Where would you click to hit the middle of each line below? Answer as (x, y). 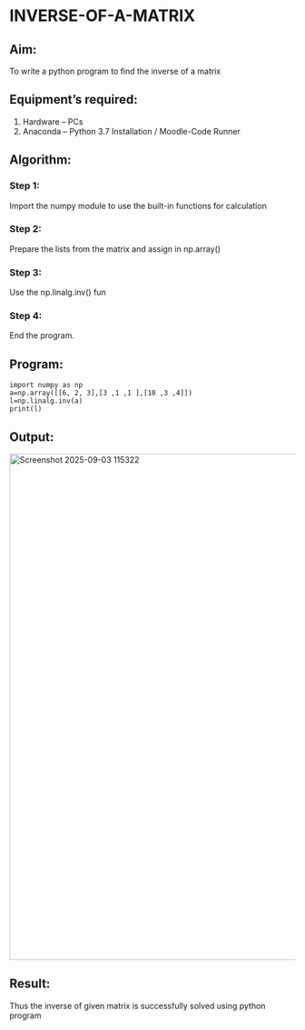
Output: (32, 437)
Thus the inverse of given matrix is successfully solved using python (138, 1005)
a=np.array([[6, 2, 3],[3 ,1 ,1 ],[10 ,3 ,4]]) (101, 393)
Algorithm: (40, 160)
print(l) (26, 409)
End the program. (42, 335)
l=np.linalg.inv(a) (46, 401)
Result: (30, 984)
